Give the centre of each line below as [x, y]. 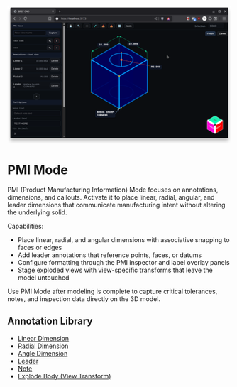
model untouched [43, 278]
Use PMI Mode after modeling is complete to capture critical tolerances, [112, 291]
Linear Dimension [43, 338]
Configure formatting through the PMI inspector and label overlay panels [123, 262]
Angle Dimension [43, 353]
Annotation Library [50, 321]
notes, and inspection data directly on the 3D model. [84, 299]
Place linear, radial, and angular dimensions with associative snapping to [123, 240]
